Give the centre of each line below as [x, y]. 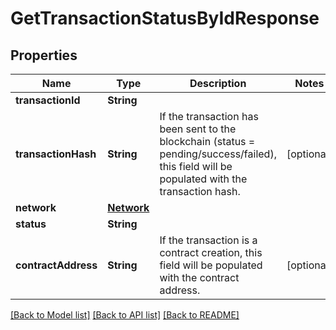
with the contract [199, 277]
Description [218, 83]
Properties [44, 55]
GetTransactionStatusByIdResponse [165, 18]
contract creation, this [211, 252]
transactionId [48, 100]
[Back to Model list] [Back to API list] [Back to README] [125, 315]
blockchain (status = [207, 141]
